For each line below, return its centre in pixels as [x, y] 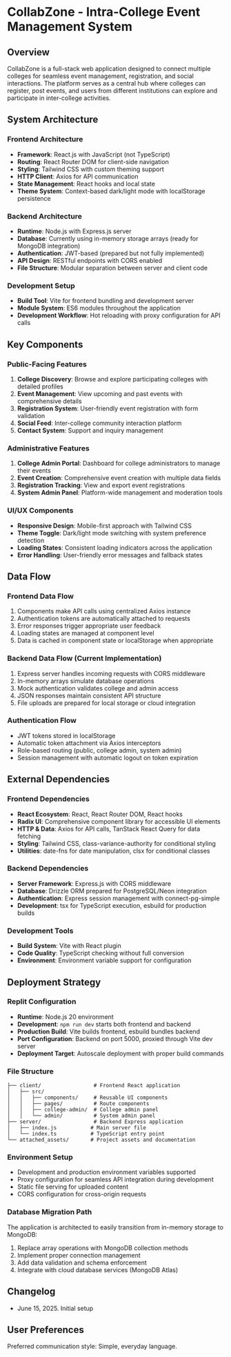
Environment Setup [40, 1158]
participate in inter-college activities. [59, 98]
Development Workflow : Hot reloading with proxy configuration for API [119, 315]
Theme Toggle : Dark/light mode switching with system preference [112, 533]
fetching [29, 836]
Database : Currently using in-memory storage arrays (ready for [108, 238]
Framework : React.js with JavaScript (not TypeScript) [93, 154]
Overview [29, 52]
